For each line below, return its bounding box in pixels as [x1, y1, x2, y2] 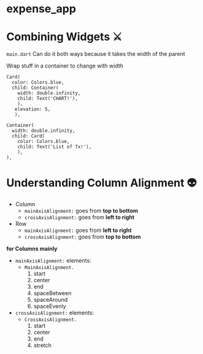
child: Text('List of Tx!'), [17, 144, 92, 150]
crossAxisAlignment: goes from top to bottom [24, 233, 141, 240]
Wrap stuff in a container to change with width [6, 62, 124, 69]
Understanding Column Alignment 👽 [6, 176, 197, 190]
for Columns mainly [6, 245, 58, 253]
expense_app [6, 2, 77, 16]
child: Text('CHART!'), [17, 96, 79, 102]
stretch [33, 342, 52, 349]
